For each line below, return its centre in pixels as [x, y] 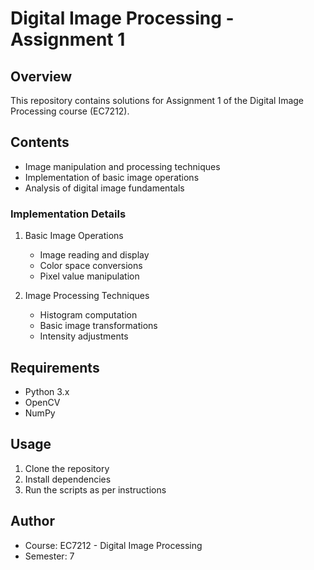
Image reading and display [94, 255]
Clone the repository [67, 468]
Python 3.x [47, 391]
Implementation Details [68, 214]
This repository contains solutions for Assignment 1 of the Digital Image [157, 100]
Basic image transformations [98, 326]
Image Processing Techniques [87, 296]
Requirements [55, 367]
